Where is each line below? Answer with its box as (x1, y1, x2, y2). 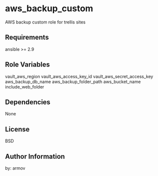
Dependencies (5, 98, 50, 106)
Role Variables (5, 61, 50, 69)
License (5, 125, 30, 133)
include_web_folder (5, 84, 45, 89)
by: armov (5, 165, 25, 171)
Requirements (5, 33, 49, 42)
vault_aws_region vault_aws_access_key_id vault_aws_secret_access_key (5, 73, 153, 79)
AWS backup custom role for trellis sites (5, 19, 86, 25)
